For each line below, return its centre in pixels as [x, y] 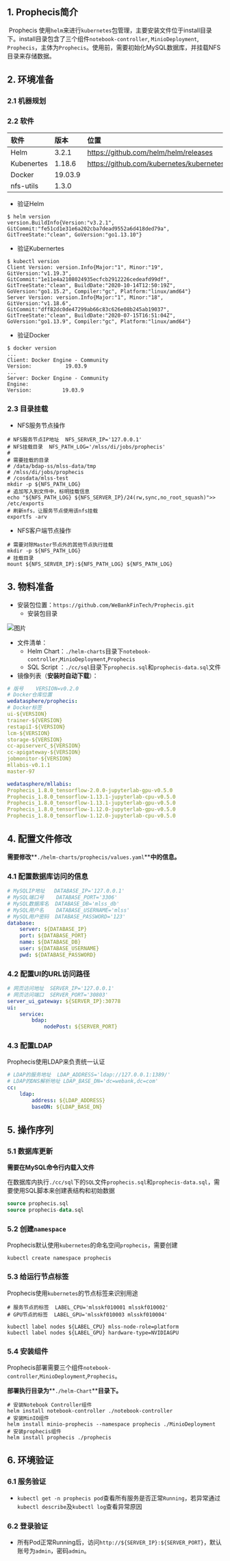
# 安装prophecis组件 [34, 1432]
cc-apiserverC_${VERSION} [44, 746]
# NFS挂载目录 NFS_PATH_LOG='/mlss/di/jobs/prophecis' [86, 447]
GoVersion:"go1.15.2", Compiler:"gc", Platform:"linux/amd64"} [99, 292]
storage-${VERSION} [35, 740]
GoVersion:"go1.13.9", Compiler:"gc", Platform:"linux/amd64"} [99, 322]
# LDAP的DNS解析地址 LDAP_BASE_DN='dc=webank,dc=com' [83, 1081]
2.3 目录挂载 [28, 409]
